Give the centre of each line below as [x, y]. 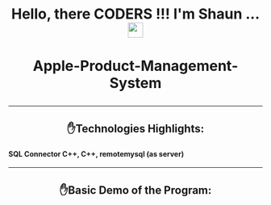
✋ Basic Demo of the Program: [135, 190]
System [135, 84]
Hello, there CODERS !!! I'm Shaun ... [135, 14]
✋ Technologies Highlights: [135, 129]
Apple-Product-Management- [135, 66]
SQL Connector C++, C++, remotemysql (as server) [96, 153]
